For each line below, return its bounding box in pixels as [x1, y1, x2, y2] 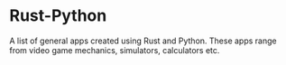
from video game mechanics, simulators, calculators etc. [9, 44, 220, 55]
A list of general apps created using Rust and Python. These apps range [9, 35, 277, 46]
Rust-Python [9, 5, 107, 26]
